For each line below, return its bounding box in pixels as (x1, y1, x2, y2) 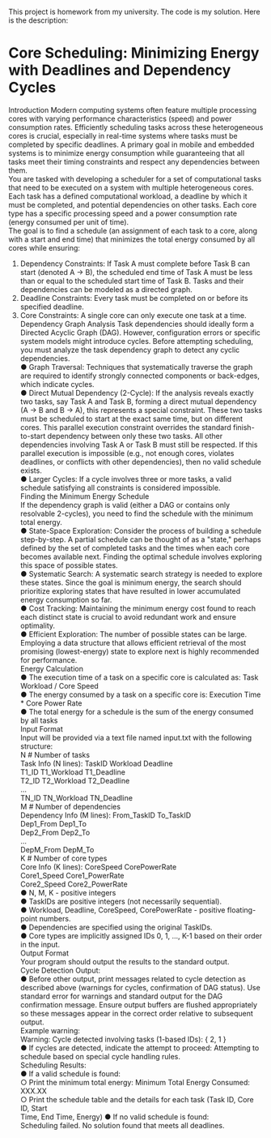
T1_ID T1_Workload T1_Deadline (19, 767, 125, 777)
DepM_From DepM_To (19, 844, 95, 854)
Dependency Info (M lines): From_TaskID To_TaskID (19, 810, 192, 820)
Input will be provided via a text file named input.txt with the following (19, 732, 252, 742)
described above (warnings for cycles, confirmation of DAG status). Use (19, 982, 260, 992)
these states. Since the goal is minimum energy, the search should (19, 578, 242, 587)
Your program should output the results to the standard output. (19, 956, 230, 966)
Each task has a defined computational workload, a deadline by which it (8, 191, 248, 201)
